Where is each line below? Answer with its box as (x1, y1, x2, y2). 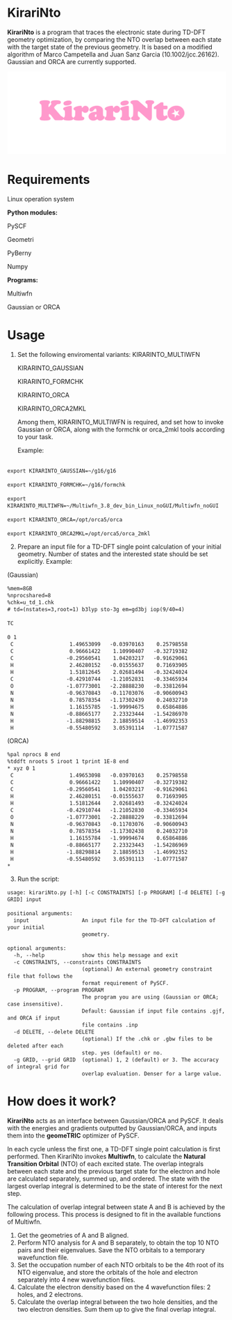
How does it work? (7, 1093, 117, 1109)
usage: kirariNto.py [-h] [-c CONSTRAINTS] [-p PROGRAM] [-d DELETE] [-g (7, 889, 226, 896)
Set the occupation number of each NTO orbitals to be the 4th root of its (17, 1260, 224, 1269)
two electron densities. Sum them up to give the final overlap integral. (17, 1305, 217, 1313)
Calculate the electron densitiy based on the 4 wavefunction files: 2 (17, 1282, 211, 1291)
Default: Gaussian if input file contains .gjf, (81, 1007, 226, 1015)
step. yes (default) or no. (81, 1049, 163, 1057)
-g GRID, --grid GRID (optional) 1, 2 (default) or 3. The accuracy (13, 1056, 219, 1064)
